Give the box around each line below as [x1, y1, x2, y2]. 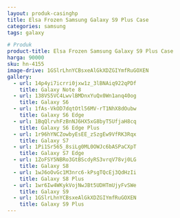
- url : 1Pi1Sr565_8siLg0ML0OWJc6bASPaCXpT [13, 143, 137, 151]
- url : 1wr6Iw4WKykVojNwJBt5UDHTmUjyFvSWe [13, 182, 137, 189]
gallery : [7, 73, 32, 80]
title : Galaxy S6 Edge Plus [19, 124, 100, 131]
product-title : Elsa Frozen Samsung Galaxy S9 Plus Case [7, 48, 174, 55]
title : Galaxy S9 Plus [19, 201, 85, 208]
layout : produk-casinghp [7, 10, 78, 17]
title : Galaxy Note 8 [19, 86, 81, 93]
